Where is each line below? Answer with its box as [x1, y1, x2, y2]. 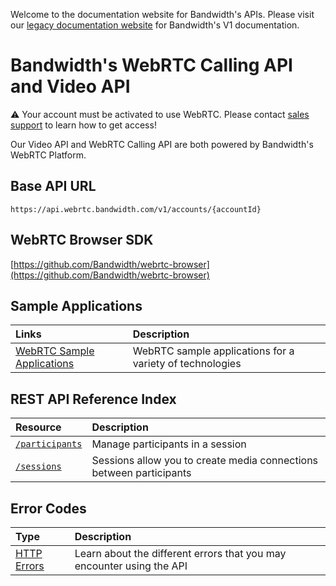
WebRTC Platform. [10, 149, 87, 161]
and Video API [10, 75, 131, 98]
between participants [91, 466, 192, 480]
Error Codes [10, 500, 87, 517]
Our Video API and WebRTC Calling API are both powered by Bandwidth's [10, 138, 314, 150]
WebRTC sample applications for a [132, 344, 295, 358]
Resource [15, 420, 62, 434]
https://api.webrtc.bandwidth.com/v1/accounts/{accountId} [10, 204, 262, 214]
